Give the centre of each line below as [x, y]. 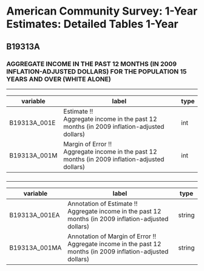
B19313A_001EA [35, 215]
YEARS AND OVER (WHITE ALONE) [59, 79]
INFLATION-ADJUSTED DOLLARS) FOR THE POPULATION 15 [97, 71]
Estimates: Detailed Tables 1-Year [92, 24]
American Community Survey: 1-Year [102, 11]
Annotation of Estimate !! [103, 204]
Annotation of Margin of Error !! [112, 236]
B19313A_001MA [36, 247]
